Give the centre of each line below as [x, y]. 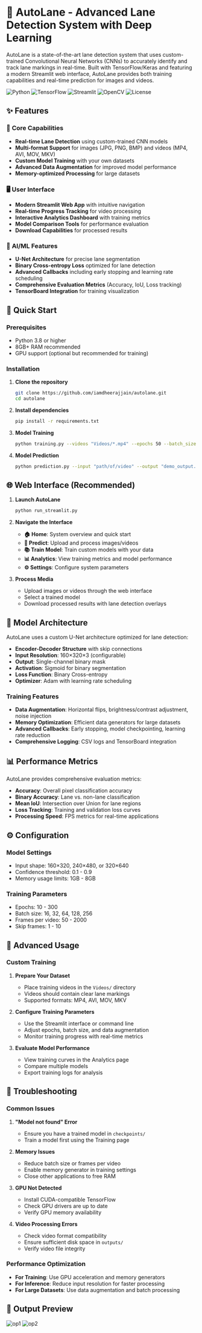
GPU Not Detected [38, 1188]
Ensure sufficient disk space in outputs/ [74, 1242]
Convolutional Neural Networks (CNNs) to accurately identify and [106, 61]
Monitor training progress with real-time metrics [84, 1036]
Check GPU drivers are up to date [66, 1206]
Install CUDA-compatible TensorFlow [70, 1199]
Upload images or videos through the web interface [88, 591]
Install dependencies [42, 410]
